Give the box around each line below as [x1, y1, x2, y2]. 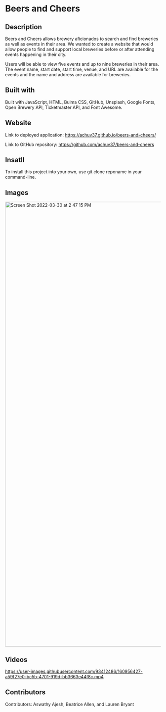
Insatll [5, 156, 25, 164]
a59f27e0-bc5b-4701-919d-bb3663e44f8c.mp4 [5, 674, 104, 680]
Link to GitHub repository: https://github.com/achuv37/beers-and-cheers [5, 142, 154, 147]
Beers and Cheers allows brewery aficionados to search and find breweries [5, 36, 159, 42]
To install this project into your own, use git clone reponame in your [5, 169, 142, 175]
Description [5, 23, 42, 31]
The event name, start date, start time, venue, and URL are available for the [5, 66, 158, 72]
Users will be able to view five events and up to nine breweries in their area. [5, 61, 159, 67]
